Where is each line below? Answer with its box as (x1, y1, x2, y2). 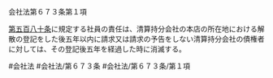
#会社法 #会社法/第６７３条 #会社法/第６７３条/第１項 (8, 61, 191, 71)
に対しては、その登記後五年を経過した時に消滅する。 (8, 44, 187, 54)
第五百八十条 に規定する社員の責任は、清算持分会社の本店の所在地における (8, 24, 258, 34)
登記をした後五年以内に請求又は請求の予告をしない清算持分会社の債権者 (22, 35, 265, 43)
